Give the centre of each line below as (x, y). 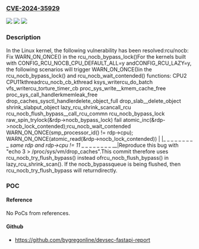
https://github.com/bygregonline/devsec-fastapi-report (82, 239)
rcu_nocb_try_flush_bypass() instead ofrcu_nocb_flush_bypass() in (88, 157)
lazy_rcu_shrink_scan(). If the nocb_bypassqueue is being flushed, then (94, 164)
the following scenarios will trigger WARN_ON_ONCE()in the (79, 69)
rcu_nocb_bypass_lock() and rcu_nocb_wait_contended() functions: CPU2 (97, 75)
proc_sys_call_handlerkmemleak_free (52, 94)
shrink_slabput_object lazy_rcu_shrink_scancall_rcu (69, 107)
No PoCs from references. (38, 213)
